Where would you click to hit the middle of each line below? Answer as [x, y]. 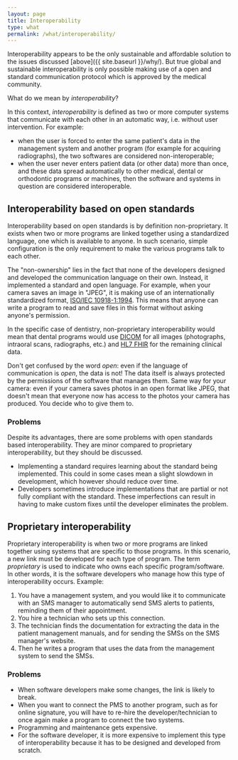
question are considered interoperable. [75, 187]
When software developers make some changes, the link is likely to [116, 690]
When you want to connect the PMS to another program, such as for [118, 705]
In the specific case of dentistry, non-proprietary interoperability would [111, 329]
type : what [23, 27]
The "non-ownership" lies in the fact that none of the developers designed [116, 270]
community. [25, 84]
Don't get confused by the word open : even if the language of [98, 366]
